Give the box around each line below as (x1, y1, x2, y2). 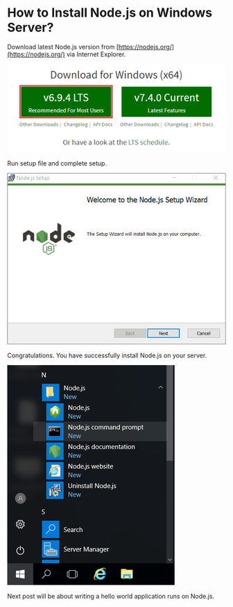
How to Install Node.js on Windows (7, 5, 213, 21)
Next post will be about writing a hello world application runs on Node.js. (7, 592, 215, 601)
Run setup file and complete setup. (7, 159, 107, 168)
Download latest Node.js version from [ (7, 42, 119, 51)
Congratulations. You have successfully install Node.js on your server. (7, 351, 207, 359)
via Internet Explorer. (66, 50, 126, 58)
